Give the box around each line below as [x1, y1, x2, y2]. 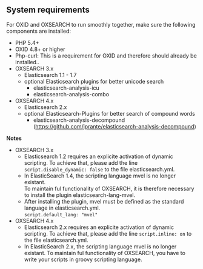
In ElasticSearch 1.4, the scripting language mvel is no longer [24, 172, 176, 179]
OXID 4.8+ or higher [15, 45, 65, 53]
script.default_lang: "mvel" [24, 211, 98, 218]
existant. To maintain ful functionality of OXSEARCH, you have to [24, 249, 186, 256]
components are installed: [6, 27, 72, 35]
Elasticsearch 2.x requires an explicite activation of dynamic [24, 224, 175, 231]
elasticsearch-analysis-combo [33, 90, 110, 98]
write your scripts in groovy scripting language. [24, 256, 142, 263]
